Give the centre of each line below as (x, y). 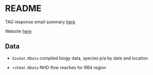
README (23, 8)
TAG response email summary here (40, 22)
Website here (18, 31)
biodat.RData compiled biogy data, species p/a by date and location (80, 58)
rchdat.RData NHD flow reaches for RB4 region (59, 67)
